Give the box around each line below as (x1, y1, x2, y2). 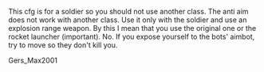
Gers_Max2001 (8, 55, 58, 65)
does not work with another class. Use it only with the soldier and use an (8, 15, 247, 25)
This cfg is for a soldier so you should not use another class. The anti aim (8, 7, 249, 16)
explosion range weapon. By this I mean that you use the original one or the (8, 24, 257, 32)
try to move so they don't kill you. (8, 40, 118, 50)
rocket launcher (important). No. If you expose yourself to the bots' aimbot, (8, 32, 255, 41)
